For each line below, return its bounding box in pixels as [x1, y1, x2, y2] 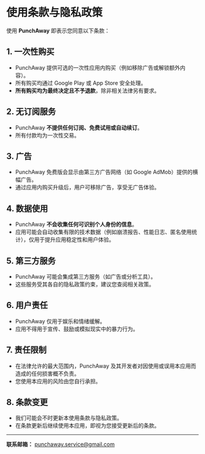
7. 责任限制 [6, 345, 47, 355]
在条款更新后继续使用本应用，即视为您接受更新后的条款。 [15, 422, 160, 430]
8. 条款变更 [6, 397, 48, 408]
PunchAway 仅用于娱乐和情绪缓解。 [15, 317, 106, 324]
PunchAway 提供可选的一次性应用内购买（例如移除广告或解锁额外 [15, 64, 181, 71]
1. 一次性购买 [6, 46, 55, 57]
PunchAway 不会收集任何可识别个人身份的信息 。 [15, 221, 138, 228]
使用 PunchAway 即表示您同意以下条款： [6, 27, 110, 34]
